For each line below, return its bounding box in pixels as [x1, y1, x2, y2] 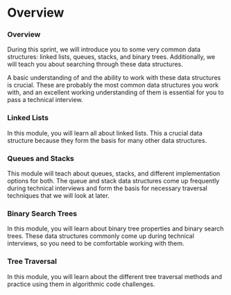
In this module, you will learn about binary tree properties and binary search [7, 224, 224, 233]
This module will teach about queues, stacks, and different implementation [7, 169, 221, 178]
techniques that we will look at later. [7, 192, 110, 200]
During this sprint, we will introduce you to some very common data [7, 45, 201, 53]
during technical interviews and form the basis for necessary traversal [7, 184, 208, 192]
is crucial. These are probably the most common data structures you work [7, 81, 219, 90]
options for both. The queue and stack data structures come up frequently [7, 177, 220, 185]
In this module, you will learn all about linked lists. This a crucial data [7, 128, 203, 137]
